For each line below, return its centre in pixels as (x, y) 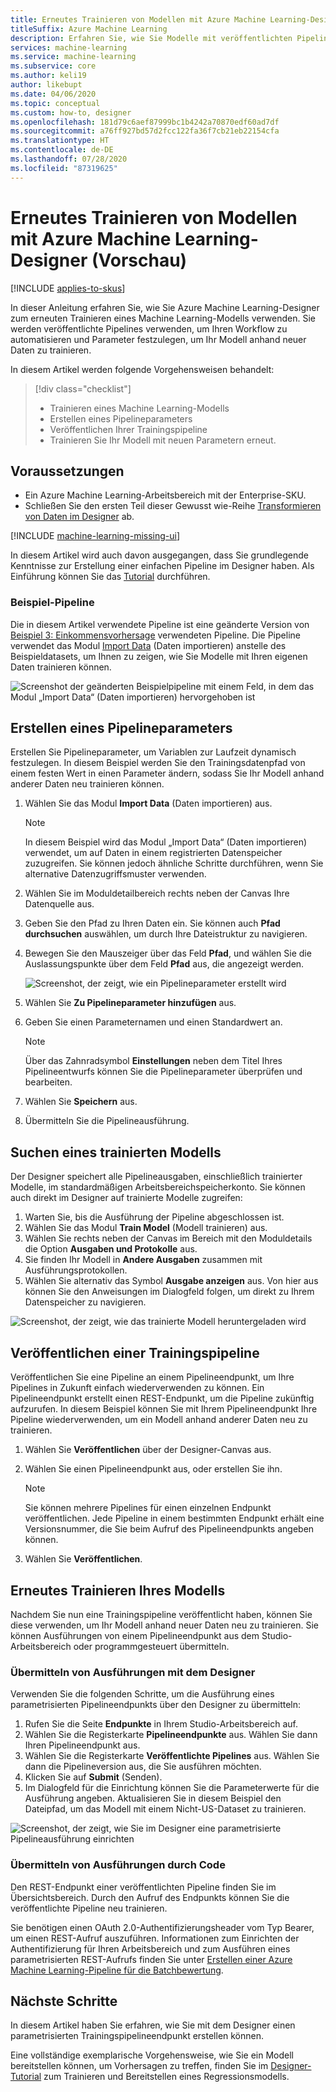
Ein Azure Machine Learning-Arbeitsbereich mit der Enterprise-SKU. (165, 495)
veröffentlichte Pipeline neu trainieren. (89, 1908)
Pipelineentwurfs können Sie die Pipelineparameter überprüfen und (163, 1072)
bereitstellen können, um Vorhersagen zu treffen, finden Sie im (139, 2066)
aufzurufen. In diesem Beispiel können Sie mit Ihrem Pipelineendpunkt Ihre (164, 1409)
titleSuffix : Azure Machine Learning (89, 29)
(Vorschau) (139, 260)
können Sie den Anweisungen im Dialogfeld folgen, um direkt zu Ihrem (169, 1292)
